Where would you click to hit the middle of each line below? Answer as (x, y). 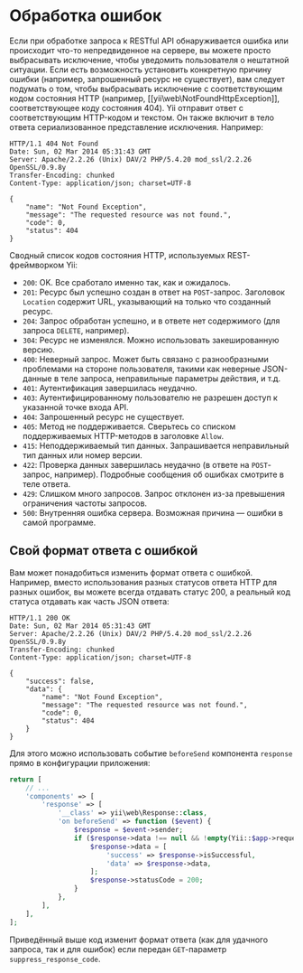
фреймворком (37, 265)
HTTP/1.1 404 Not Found (54, 144)
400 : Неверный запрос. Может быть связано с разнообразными (145, 359)
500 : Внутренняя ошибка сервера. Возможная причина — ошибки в (153, 512)
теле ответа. (46, 483)
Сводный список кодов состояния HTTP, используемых (117, 255)
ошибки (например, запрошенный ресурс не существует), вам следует (147, 79)
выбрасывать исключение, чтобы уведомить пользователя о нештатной (149, 60)
